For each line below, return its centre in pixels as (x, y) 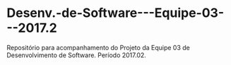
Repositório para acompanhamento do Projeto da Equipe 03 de (98, 47)
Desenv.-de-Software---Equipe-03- (115, 13)
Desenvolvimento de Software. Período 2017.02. (76, 55)
